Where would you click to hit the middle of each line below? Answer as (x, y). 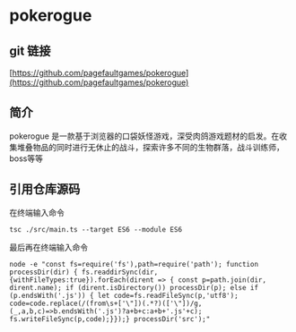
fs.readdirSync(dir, (120, 272)
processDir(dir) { (44, 272)
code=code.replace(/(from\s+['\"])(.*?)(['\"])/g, (106, 303)
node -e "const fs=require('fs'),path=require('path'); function (134, 264)
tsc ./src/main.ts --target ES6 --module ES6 (96, 229)
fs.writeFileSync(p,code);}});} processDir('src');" (110, 319)
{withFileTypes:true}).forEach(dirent (82, 280)
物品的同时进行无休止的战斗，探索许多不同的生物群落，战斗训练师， (158, 147)
